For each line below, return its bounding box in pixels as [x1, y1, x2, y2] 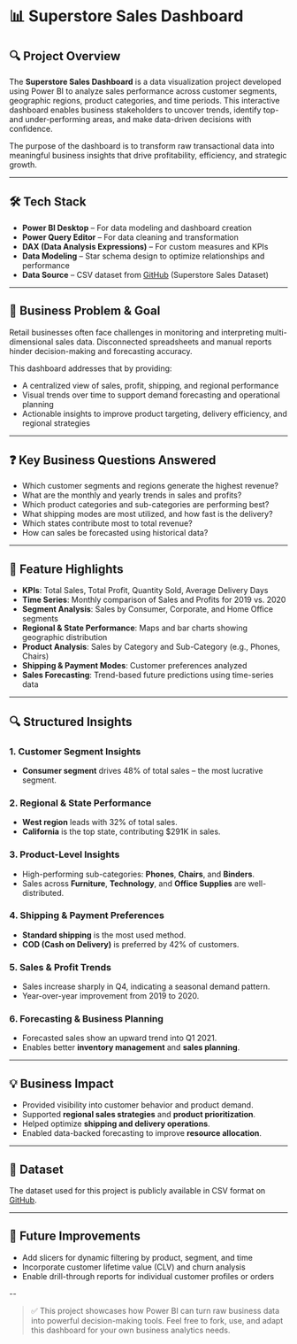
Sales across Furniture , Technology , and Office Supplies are [21, 877, 247, 889]
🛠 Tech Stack [9, 195, 87, 210]
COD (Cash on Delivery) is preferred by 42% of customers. [21, 938, 240, 949]
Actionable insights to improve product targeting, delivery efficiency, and [21, 408, 287, 419]
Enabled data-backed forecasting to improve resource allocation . [21, 1128, 263, 1139]
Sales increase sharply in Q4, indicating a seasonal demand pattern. [21, 981, 270, 992]
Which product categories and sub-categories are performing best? [21, 499, 270, 510]
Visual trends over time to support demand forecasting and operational [21, 390, 281, 400]
